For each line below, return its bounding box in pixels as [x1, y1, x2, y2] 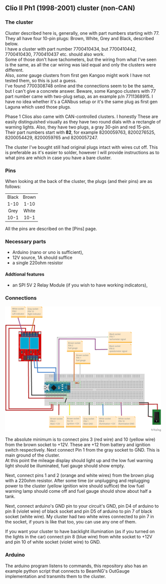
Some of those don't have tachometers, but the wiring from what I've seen [5, 57, 157, 62]
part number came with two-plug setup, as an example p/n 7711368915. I [5, 93, 153, 99]
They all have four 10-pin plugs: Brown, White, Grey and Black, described [5, 35, 154, 41]
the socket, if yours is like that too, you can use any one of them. [5, 519, 137, 525]
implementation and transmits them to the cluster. [5, 573, 106, 579]
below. [5, 41, 19, 47]
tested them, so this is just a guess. [5, 77, 77, 83]
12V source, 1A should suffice [12, 255, 73, 261]
